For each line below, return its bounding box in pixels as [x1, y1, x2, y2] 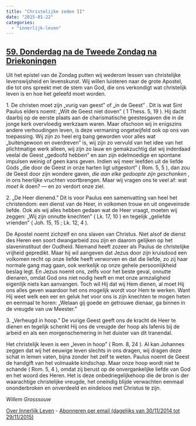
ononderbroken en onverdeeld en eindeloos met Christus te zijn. [6, 384, 161, 391]
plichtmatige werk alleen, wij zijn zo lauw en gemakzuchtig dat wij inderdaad [6, 145, 191, 153]
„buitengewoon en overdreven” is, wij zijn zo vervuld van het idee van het [6, 139, 183, 146]
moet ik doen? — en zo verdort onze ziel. [6, 183, 105, 190]
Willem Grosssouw [6, 396, 51, 403]
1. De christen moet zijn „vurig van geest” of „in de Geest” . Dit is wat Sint [6, 102, 183, 109]
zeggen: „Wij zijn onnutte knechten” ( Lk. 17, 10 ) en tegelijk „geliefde [6, 213, 171, 220]
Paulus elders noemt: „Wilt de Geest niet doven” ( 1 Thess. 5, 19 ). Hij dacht [6, 108, 186, 115]
